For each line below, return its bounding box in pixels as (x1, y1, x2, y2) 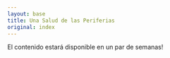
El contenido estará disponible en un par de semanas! (7, 43, 164, 52)
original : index (7, 23, 55, 30)
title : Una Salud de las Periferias (7, 17, 115, 24)
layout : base (7, 10, 46, 18)
